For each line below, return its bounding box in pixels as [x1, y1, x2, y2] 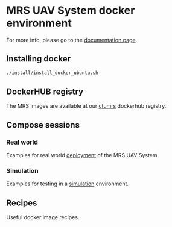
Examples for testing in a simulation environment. [6, 180, 129, 187]
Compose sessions [6, 120, 80, 130]
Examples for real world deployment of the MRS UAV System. [6, 152, 159, 159]
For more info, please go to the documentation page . [6, 36, 138, 43]
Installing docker [6, 54, 71, 64]
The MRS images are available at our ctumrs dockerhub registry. [6, 102, 167, 110]
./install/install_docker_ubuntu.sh [6, 70, 98, 76]
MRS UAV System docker [6, 4, 135, 17]
